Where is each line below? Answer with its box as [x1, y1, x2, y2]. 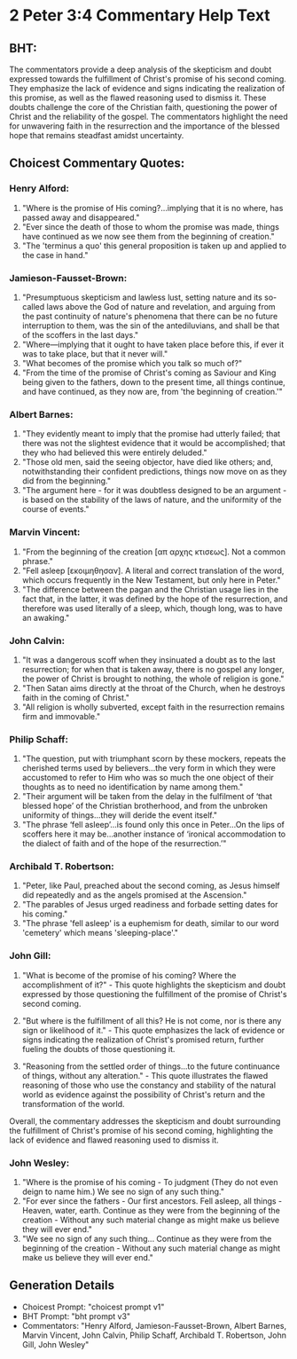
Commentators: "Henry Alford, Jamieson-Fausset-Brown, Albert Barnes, [21, 1320, 286, 1331]
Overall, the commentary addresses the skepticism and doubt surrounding [9, 1115, 281, 1127]
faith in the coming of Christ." [21, 692, 130, 703]
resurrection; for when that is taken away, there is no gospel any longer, [21, 664, 285, 674]
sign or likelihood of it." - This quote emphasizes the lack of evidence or [21, 1025, 285, 1035]
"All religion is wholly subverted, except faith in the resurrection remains [21, 702, 285, 712]
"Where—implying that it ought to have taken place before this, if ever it [21, 339, 285, 350]
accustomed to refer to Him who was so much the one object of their [21, 773, 275, 783]
